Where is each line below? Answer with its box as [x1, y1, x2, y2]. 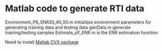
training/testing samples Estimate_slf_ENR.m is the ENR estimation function [5, 29, 158, 35]
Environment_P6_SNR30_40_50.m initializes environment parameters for [5, 19, 152, 25]
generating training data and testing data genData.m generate [5, 24, 131, 30]
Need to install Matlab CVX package [5, 39, 79, 45]
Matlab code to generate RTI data [5, 3, 145, 14]
